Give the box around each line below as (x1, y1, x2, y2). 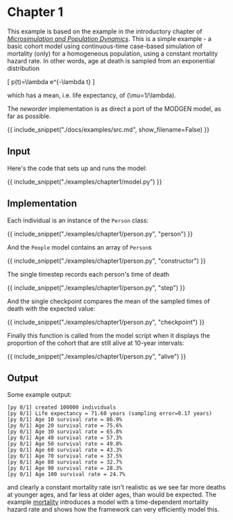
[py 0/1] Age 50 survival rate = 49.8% (7, 441, 123, 448)
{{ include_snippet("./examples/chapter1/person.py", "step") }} (7, 283, 186, 292)
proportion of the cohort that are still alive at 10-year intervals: (7, 339, 184, 347)
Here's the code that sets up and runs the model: (7, 164, 148, 172)
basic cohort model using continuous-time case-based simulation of (7, 42, 203, 50)
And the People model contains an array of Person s (7, 243, 153, 251)
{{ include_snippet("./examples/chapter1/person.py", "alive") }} (7, 352, 187, 360)
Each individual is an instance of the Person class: (7, 216, 149, 225)
